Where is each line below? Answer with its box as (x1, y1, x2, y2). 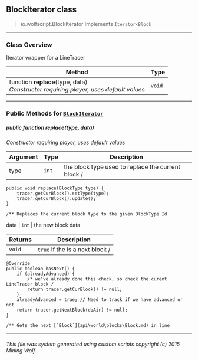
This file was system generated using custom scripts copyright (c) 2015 (6, 341, 180, 348)
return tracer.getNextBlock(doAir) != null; (16, 307, 128, 313)
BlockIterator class (6, 5, 77, 15)
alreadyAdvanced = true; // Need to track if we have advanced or (16, 297, 183, 303)
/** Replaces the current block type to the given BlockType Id (6, 211, 167, 217)
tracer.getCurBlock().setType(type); (16, 191, 110, 197)
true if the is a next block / (37, 246, 111, 253)
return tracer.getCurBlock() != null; (27, 286, 123, 292)
